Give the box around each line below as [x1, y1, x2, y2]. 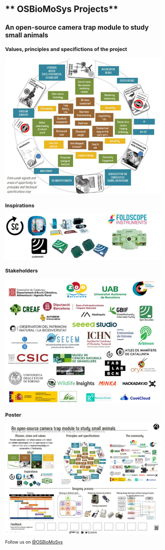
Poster [5, 411, 21, 418]
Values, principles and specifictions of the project [5, 45, 127, 52]
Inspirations [5, 202, 35, 209]
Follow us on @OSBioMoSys [5, 539, 63, 545]
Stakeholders [5, 267, 38, 274]
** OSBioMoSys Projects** [5, 3, 119, 15]
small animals [5, 31, 48, 39]
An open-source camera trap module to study [5, 23, 149, 32]
